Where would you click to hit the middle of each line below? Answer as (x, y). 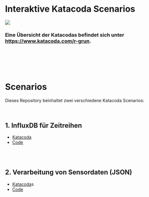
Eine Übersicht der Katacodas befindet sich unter (65, 35)
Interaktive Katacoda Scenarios (70, 9)
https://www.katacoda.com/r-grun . (48, 41)
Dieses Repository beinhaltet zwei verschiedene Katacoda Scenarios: (75, 101)
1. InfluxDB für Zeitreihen (44, 125)
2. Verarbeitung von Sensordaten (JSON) (69, 172)
